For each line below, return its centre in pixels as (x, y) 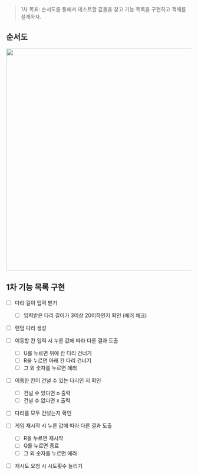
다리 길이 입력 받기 (36, 303)
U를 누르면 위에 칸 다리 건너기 (58, 353)
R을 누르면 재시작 (43, 438)
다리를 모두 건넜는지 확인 (43, 413)
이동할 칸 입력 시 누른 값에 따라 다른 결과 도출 (66, 340)
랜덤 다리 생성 (30, 328)
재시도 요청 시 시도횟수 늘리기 (48, 466)
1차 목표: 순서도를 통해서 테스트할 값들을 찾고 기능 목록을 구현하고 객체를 (103, 9)
